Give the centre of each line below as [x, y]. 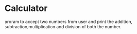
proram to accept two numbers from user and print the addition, [68, 22]
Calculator [26, 8]
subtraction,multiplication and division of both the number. [63, 26]
